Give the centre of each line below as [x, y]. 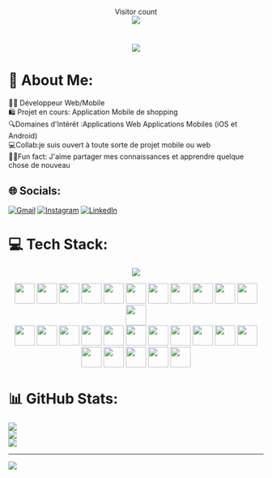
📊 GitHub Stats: [64, 399]
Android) [23, 136]
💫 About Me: [51, 81]
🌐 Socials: [35, 191]
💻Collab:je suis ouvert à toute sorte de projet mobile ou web [110, 145]
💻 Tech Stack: [58, 244]
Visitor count [136, 12]
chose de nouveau [39, 165]
